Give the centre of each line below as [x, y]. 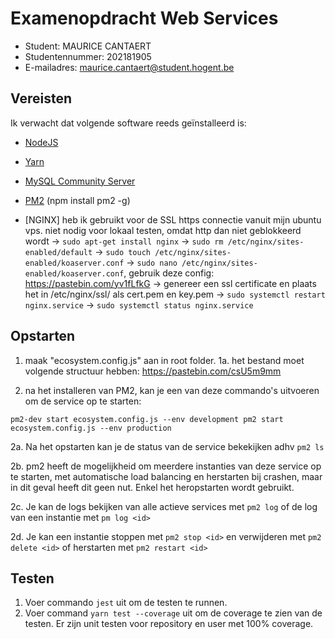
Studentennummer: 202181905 [88, 56]
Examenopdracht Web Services [144, 18]
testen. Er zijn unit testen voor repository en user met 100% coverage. [169, 624]
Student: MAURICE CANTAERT [88, 46]
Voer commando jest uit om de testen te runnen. [126, 603]
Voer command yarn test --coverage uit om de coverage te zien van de [173, 613]
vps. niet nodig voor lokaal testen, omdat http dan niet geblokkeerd [163, 230]
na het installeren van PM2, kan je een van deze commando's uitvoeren [172, 390]
